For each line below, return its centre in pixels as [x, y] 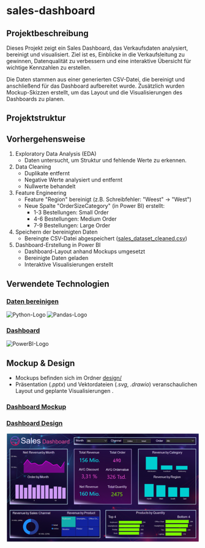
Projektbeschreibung [47, 33]
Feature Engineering [41, 193]
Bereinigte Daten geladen [56, 258]
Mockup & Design [41, 363]
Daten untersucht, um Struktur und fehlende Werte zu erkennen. [105, 161]
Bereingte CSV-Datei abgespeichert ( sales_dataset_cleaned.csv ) [106, 238]
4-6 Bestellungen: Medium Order [75, 219]
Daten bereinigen [33, 301]
